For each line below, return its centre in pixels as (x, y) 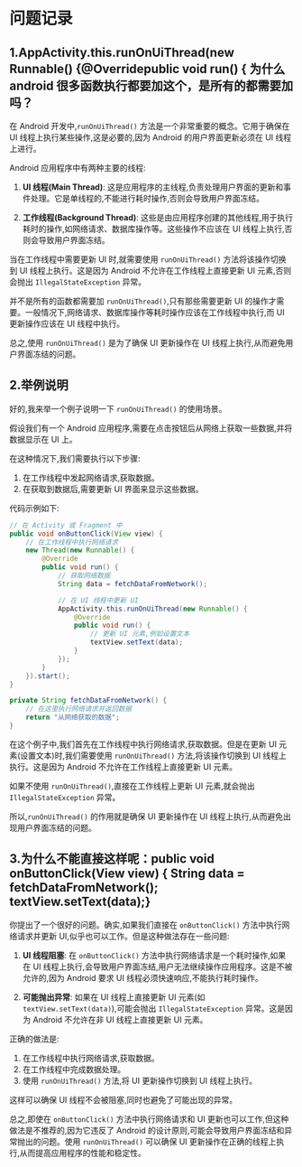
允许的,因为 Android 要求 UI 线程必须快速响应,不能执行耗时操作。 (142, 977)
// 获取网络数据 (84, 576)
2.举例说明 (39, 385)
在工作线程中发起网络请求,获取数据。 (91, 477)
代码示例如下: (35, 508)
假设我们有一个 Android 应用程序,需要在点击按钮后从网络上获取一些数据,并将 (151, 428)
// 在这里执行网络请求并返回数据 (79, 709)
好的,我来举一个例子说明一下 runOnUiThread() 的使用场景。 (118, 408)
